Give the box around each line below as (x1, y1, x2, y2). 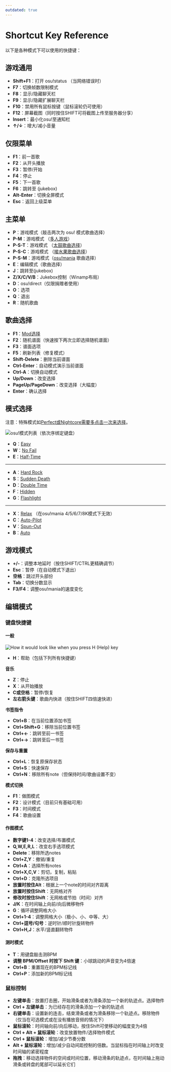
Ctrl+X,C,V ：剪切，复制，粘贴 (12, 869, 77, 875)
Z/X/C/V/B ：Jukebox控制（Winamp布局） (12, 274, 102, 280)
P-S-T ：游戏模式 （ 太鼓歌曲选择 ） (12, 242, 85, 248)
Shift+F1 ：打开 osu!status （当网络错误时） (12, 78, 104, 84)
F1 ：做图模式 (12, 793, 40, 799)
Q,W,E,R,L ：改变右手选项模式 (12, 843, 75, 850)
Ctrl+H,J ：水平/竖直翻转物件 (12, 926, 73, 933)
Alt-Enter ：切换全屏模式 (12, 192, 64, 198)
